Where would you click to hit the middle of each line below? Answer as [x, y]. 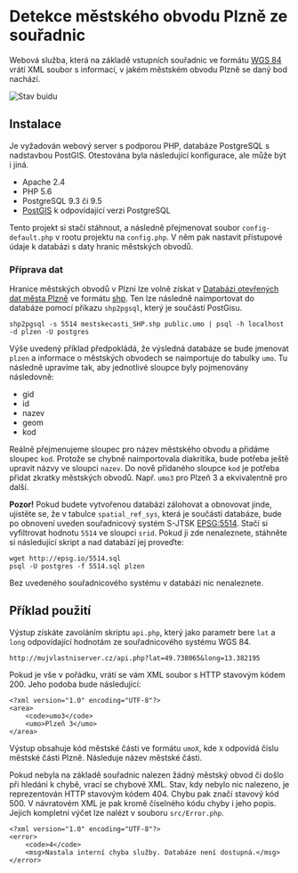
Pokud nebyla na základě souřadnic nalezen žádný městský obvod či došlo [147, 775]
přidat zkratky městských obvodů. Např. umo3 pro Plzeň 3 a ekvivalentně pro [148, 477]
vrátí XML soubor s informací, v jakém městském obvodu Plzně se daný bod [148, 69]
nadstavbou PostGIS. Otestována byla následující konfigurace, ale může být [148, 155]
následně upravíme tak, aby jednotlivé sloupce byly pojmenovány [129, 368]
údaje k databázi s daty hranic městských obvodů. [101, 246]
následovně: [32, 377]
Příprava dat [36, 269]
